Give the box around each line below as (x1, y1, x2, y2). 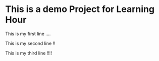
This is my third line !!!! (5, 50, 52, 56)
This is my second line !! (5, 40, 56, 46)
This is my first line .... (5, 30, 51, 36)
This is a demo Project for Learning (5, 3, 155, 15)
